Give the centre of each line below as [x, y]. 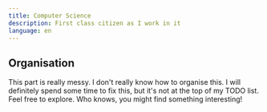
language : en [30, 30]
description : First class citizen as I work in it [95, 23]
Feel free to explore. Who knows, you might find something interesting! [125, 99]
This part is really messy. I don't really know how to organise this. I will [125, 82]
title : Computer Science [50, 16]
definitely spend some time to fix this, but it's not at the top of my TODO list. [133, 91]
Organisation [41, 63]
